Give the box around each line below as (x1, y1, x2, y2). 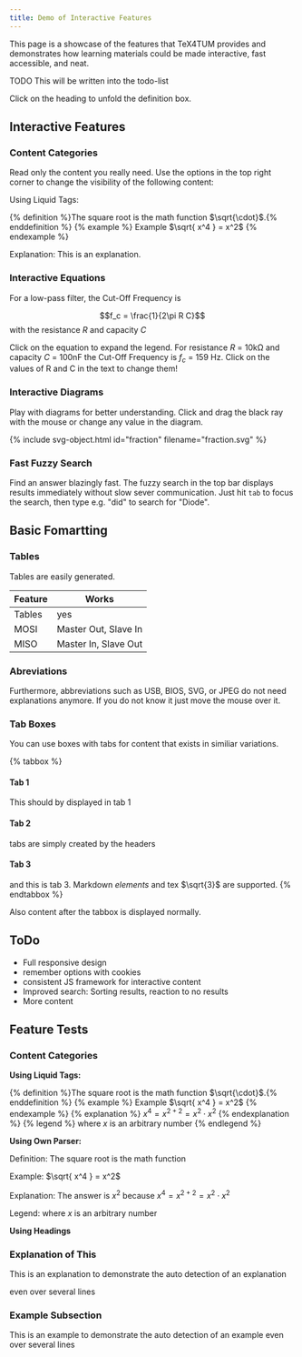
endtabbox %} (9, 889, 63, 900)
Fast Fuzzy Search (9, 457, 93, 469)
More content (22, 995, 74, 1006)
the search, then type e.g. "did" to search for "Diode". (9, 497, 210, 508)
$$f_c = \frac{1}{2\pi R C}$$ (99, 310, 206, 321)
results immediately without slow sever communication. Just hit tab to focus (9, 488, 294, 498)
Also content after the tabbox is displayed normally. (9, 906, 201, 917)
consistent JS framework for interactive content (22, 976, 201, 987)
